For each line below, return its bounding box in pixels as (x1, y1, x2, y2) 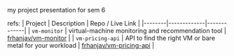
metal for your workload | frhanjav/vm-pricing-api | (7, 41, 155, 49)
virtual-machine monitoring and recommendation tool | (68, 27, 226, 35)
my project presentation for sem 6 (7, 6, 106, 14)
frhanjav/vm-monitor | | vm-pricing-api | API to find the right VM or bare (7, 34, 216, 42)
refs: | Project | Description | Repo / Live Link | (7, 19, 140, 27)
